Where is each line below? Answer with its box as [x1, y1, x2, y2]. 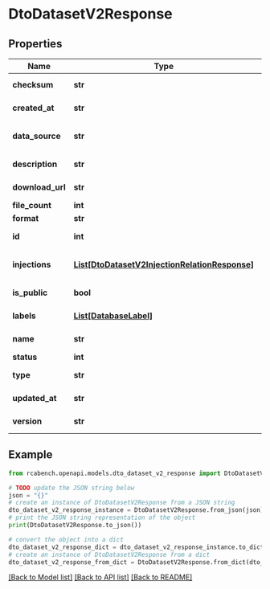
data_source [12, 130, 62, 141]
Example [8, 448, 53, 462]
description [12, 158, 58, 170]
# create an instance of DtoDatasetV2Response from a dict [8, 550, 211, 558]
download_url [12, 182, 66, 193]
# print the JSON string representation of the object [8, 513, 196, 522]
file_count [12, 200, 52, 211]
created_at [12, 102, 55, 113]
